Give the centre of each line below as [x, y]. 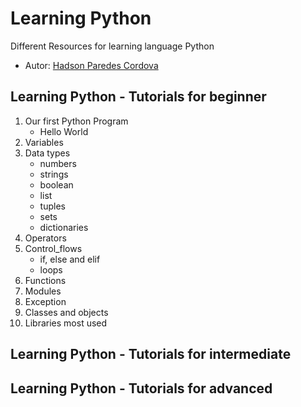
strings [54, 174]
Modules [43, 291]
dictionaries [64, 227]
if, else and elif [70, 259]
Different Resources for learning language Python [112, 46]
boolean [56, 184]
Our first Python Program [76, 121]
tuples [52, 206]
